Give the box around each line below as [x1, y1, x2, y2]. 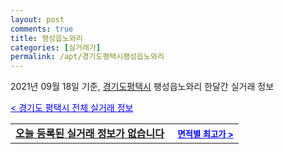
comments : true [10, 24, 74, 34]
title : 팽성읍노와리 [10, 33, 83, 43]
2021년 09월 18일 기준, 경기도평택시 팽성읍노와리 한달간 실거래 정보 [10, 81, 275, 93]
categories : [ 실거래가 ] [10, 42, 102, 53]
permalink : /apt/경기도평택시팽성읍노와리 [10, 52, 165, 62]
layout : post [10, 14, 65, 25]
